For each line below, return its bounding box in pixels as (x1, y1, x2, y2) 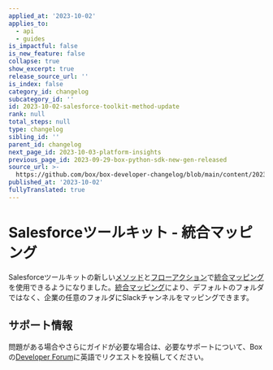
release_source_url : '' (8, 72, 89, 81)
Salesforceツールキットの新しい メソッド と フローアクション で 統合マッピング (8, 272, 264, 281)
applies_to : (8, 20, 49, 28)
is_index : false (8, 80, 63, 88)
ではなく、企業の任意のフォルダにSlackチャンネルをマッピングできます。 (8, 292, 254, 302)
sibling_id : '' (8, 133, 60, 141)
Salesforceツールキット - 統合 (8, 223, 210, 242)
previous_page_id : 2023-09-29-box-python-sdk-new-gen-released (8, 155, 227, 163)
